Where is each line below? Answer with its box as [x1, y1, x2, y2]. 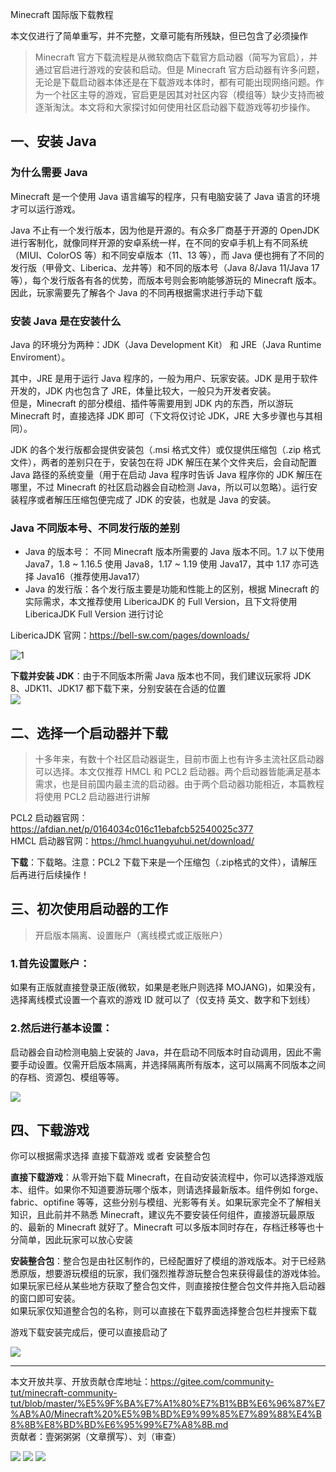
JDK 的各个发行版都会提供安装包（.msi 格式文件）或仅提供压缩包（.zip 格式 [10, 443, 322, 455]
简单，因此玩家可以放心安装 [18, 1234, 133, 1246]
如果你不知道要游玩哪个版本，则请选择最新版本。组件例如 [53, 1184, 291, 1196]
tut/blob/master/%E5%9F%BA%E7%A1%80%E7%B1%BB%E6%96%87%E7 [10, 1398, 326, 1410]
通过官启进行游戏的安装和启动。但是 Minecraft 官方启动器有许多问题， [34, 64, 325, 75]
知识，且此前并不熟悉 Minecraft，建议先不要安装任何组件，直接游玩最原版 [10, 1209, 315, 1221]
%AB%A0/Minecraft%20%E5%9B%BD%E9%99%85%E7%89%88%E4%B [10, 1408, 322, 1420]
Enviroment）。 [10, 351, 71, 363]
